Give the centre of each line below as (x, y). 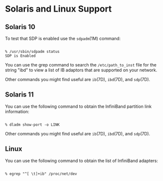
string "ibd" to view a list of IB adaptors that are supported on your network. (81, 70)
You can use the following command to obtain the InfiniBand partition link (78, 106)
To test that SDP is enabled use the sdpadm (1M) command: (63, 38)
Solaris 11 (19, 95)
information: (17, 111)
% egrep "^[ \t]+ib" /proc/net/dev (41, 174)
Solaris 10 (20, 27)
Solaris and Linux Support (58, 9)
